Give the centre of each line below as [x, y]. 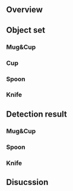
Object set [26, 30]
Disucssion [27, 182]
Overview [25, 10]
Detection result [36, 114]
